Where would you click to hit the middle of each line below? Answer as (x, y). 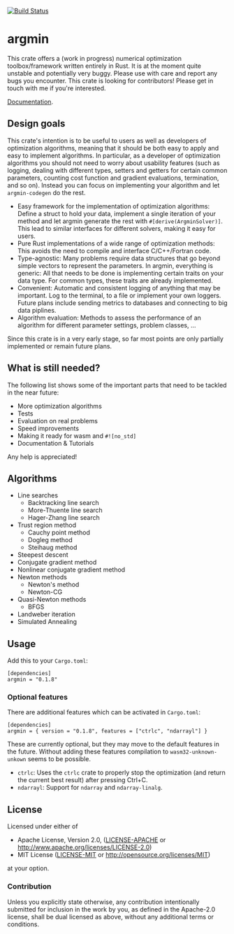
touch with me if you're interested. (57, 88)
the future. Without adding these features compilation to (88, 751)
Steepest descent (43, 555)
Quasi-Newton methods (52, 600)
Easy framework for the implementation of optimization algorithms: (114, 206)
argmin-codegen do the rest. (46, 192)
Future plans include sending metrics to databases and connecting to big (122, 303)
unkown (17, 760)
